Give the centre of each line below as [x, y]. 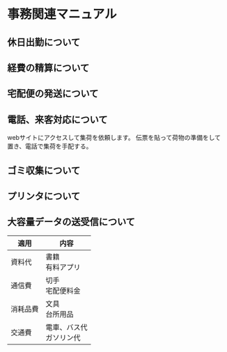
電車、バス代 [67, 327]
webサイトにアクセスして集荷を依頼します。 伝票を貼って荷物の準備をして [114, 138]
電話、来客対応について [57, 119]
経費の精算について [48, 68]
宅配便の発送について [53, 94]
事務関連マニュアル [62, 14]
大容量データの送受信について [71, 222]
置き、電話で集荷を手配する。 [50, 146]
